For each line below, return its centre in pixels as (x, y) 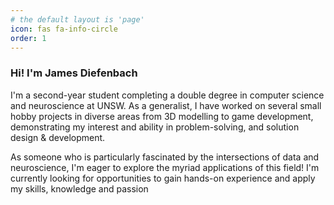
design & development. (58, 137)
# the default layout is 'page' (77, 19)
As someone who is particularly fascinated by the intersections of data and (165, 157)
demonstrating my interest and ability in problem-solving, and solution (155, 127)
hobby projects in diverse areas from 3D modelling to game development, (162, 116)
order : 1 (28, 38)
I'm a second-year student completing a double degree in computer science (167, 95)
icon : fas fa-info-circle (64, 29)
